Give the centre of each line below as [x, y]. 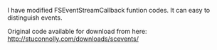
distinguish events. [35, 18]
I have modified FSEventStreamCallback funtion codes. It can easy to [109, 10]
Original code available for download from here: [77, 31]
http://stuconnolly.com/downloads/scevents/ [73, 39]
